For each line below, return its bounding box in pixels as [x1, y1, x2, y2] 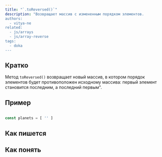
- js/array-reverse [9, 35, 49, 39]
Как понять [5, 145, 41, 154]
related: [5, 25, 23, 30]
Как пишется [5, 129, 47, 138]
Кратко [5, 61, 29, 70]
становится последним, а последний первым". [5, 85, 102, 90]
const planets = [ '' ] [5, 116, 53, 121]
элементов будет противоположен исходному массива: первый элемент [5, 79, 157, 85]
